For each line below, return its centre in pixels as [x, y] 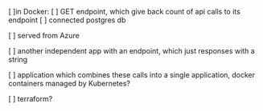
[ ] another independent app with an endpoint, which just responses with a [131, 51]
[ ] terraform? [31, 99]
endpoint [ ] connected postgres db [67, 20]
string [18, 59]
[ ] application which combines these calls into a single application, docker [132, 75]
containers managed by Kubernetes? [70, 83]
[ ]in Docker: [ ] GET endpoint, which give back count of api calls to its [125, 12]
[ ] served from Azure [44, 36]
